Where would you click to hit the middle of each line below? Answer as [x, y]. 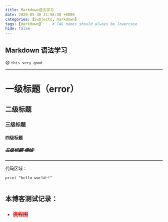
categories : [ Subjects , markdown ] [41, 19]
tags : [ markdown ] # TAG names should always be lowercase [71, 24]
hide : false [17, 29]
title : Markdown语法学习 [29, 10]
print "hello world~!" [29, 178]
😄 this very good [24, 62]
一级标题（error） [42, 89]
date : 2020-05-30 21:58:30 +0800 [40, 15]
